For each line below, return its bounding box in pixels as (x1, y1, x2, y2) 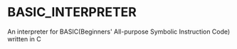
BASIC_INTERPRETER (7, 4, 137, 20)
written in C (7, 34, 41, 43)
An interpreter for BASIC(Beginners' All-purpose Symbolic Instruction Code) (7, 27, 231, 36)
